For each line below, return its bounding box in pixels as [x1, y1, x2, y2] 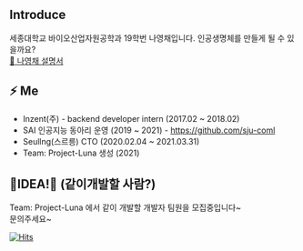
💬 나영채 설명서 [9, 55, 64, 66]
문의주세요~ [9, 214, 52, 225]
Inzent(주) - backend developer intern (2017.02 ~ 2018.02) [22, 113, 240, 124]
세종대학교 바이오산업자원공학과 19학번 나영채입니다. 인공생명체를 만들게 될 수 [9, 32, 285, 44]
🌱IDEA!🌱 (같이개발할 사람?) [9, 176, 157, 192]
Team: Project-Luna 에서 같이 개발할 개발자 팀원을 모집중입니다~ [9, 202, 241, 213]
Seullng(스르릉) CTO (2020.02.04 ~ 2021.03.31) [22, 136, 200, 146]
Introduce [9, 7, 66, 23]
